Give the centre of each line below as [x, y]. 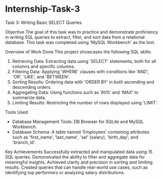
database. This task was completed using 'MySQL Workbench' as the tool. [80, 42]
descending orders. [32, 87]
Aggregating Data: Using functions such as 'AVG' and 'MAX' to [75, 92]
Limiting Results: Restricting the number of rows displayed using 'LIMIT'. [85, 102]
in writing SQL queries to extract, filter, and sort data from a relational [75, 37]
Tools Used [16, 112]
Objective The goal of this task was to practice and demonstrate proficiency [81, 32]
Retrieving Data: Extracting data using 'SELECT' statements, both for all [84, 61]
